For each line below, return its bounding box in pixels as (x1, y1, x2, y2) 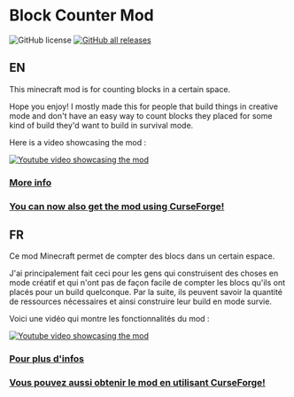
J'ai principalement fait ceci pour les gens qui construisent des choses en (9, 268, 279, 279)
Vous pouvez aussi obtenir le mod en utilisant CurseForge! (9, 377, 266, 389)
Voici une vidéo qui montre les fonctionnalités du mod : (9, 314, 210, 324)
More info (9, 176, 51, 189)
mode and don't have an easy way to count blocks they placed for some (9, 110, 273, 121)
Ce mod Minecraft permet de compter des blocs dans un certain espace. (9, 251, 275, 261)
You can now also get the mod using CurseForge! (9, 200, 225, 213)
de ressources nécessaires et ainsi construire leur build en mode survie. (9, 296, 273, 307)
